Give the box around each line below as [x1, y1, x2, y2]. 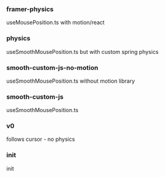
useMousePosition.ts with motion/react [6, 19, 105, 26]
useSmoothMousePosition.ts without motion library [6, 77, 136, 85]
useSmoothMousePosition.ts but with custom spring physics [6, 48, 159, 55]
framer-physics [6, 5, 54, 13]
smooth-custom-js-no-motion [6, 63, 99, 72]
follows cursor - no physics [6, 135, 75, 143]
